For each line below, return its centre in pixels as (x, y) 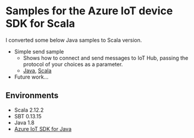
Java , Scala (37, 70)
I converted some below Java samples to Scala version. (74, 40)
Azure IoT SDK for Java (43, 128)
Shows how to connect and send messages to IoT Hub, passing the (106, 58)
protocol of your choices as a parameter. (73, 64)
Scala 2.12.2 (29, 110)
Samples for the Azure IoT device (89, 11)
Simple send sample (39, 51)
